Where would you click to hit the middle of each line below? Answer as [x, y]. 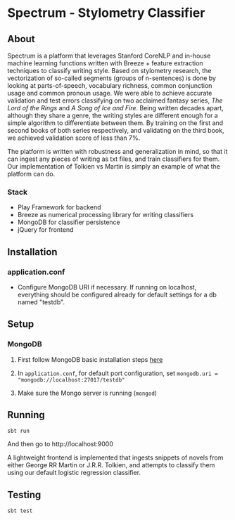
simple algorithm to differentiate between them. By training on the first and [115, 123]
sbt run [19, 431]
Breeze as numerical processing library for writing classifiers [106, 215]
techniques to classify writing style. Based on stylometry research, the [109, 71]
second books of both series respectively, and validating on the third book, [116, 130]
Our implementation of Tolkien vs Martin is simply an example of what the [114, 166]
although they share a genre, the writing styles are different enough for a [113, 115]
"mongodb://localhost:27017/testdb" [71, 380]
